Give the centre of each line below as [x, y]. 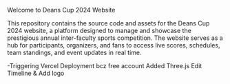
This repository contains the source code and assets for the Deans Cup [108, 23]
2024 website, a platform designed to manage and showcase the [99, 31]
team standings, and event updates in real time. [75, 52]
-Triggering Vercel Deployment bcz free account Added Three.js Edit [105, 66]
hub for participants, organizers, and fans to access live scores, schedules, [114, 45]
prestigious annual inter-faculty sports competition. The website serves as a [115, 38]
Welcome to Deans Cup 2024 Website [61, 10]
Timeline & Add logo [36, 73]
